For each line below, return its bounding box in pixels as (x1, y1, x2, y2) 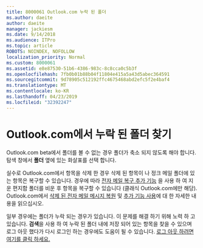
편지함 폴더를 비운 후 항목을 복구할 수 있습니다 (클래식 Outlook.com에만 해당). (12, 184, 198, 191)
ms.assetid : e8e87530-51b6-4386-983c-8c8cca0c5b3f (6, 65, 137, 72)
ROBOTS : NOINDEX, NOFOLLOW (6, 49, 75, 55)
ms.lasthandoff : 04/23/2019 (6, 94, 78, 100)
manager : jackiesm (6, 26, 53, 32)
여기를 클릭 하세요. (6, 235, 50, 243)
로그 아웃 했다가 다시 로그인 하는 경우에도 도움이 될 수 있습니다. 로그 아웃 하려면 (6, 227, 194, 235)
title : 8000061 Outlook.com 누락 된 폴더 (6, 9, 106, 15)
